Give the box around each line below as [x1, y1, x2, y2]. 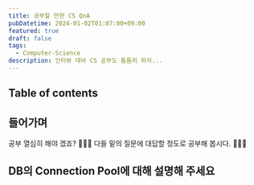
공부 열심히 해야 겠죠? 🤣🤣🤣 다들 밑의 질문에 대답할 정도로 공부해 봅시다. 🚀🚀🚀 [8, 138, 248, 149]
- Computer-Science [15, 49, 81, 57]
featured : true [8, 27, 59, 35]
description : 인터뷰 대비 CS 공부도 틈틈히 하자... [8, 57, 163, 65]
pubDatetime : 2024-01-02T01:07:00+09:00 [8, 19, 146, 27]
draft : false [8, 34, 52, 43]
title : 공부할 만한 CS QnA [8, 11, 91, 20]
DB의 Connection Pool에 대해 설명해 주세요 [8, 164, 215, 178]
